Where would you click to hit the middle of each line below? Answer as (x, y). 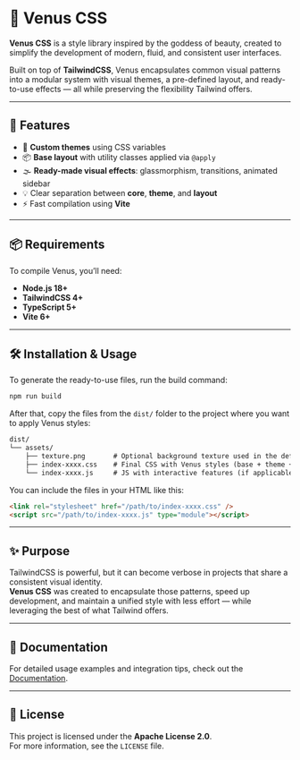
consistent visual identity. (56, 582)
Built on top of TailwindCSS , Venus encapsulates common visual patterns (145, 70)
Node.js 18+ (45, 288)
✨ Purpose (40, 551)
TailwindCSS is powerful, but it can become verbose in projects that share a (149, 573)
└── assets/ (31, 448)
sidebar (36, 184)
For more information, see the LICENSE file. (87, 746)
